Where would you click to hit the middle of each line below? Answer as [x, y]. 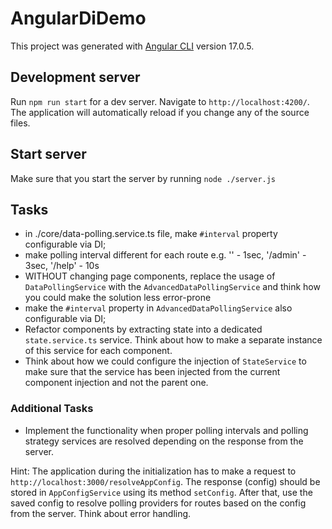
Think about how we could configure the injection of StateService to [165, 361]
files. [20, 123]
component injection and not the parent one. [116, 383]
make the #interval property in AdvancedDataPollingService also [158, 308]
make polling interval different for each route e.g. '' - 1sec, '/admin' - [165, 255]
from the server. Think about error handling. [101, 513]
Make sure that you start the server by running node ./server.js [143, 178]
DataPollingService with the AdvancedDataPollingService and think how [172, 287]
